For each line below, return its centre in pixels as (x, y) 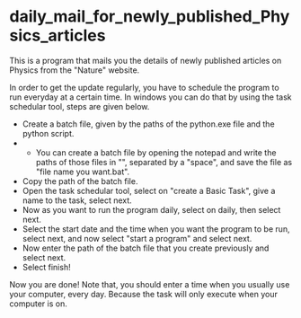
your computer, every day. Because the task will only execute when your (144, 294)
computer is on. (38, 304)
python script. (48, 133)
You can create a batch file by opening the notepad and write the (156, 152)
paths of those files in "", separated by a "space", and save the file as (164, 162)
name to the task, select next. (77, 200)
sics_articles (58, 35)
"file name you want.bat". (83, 172)
